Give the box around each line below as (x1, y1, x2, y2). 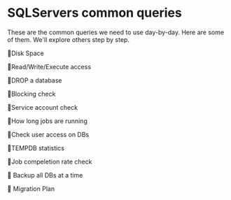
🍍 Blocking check (7, 90, 56, 98)
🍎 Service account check (7, 103, 78, 111)
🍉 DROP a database (7, 76, 62, 85)
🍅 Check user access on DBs (7, 130, 90, 138)
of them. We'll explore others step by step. (7, 35, 129, 43)
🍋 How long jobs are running (7, 117, 87, 125)
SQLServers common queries (7, 5, 182, 21)
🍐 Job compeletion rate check (7, 157, 92, 166)
